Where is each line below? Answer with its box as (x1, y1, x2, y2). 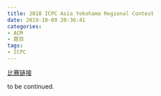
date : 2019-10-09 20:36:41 (7, 17, 86, 23)
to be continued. (7, 82, 54, 90)
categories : (7, 23, 42, 30)
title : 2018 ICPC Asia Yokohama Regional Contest (7, 10, 155, 17)
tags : (7, 42, 23, 49)
